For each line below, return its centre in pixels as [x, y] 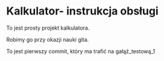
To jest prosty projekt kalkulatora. [48, 28]
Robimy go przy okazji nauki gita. [48, 39]
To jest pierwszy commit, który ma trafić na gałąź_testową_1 [81, 51]
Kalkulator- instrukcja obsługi [82, 11]
